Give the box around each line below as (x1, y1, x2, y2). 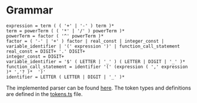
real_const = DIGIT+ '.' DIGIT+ (6, 48, 85, 54)
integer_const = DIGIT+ (6, 53, 65, 59)
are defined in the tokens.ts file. (6, 90, 83, 97)
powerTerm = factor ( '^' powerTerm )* (6, 33, 104, 39)
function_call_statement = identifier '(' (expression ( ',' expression (6, 64, 188, 70)
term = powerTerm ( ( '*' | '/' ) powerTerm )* (6, 28, 125, 34)
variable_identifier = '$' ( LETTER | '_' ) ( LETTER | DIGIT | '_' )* (6, 59, 185, 64)
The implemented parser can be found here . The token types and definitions (6, 84, 191, 91)
